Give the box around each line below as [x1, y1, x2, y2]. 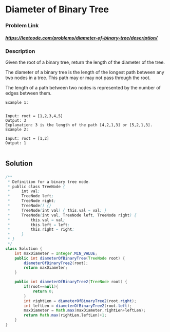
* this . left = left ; [7, 222, 70, 227]
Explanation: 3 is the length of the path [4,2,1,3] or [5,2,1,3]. [5, 122, 153, 128]
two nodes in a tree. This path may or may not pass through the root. [5, 75, 151, 81]
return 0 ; [32, 289, 54, 294]
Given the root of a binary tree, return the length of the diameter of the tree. [5, 59, 165, 65]
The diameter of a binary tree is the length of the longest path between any [5, 69, 164, 76]
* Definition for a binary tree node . [7, 179, 91, 185]
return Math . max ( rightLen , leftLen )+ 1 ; [24, 312, 107, 318]
